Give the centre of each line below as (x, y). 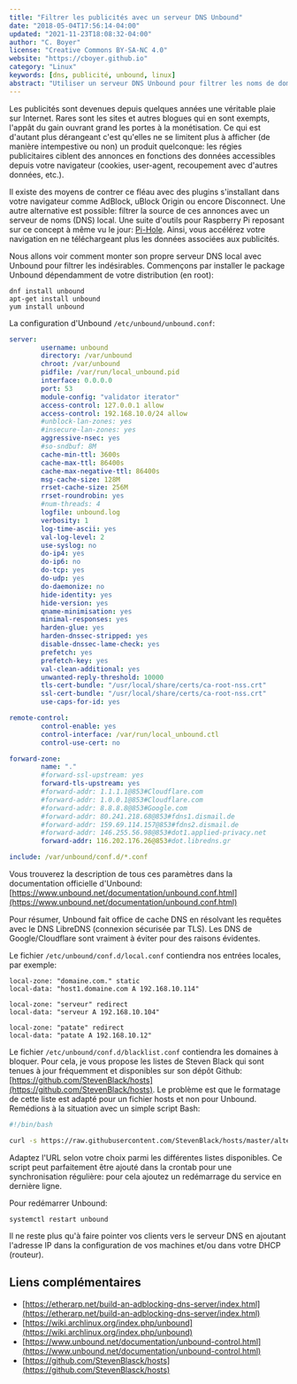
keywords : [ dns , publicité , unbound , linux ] (92, 75)
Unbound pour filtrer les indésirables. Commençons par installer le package (147, 265)
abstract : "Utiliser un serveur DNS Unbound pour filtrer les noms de (142, 83)
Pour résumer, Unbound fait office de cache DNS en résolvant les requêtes (145, 919)
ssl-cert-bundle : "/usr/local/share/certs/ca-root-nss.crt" (154, 694)
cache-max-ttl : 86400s (83, 463)
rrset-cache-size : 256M (84, 488)
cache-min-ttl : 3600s (81, 454)
